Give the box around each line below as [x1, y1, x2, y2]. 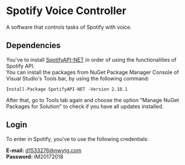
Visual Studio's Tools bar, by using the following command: [6, 75, 150, 82]
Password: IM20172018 [6, 153, 64, 160]
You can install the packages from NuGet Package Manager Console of [6, 69, 179, 76]
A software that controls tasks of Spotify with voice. [6, 23, 132, 31]
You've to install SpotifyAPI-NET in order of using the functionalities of [6, 56, 177, 63]
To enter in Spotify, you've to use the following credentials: [6, 135, 149, 142]
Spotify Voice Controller [6, 4, 127, 18]
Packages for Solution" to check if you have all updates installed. [6, 103, 164, 110]
